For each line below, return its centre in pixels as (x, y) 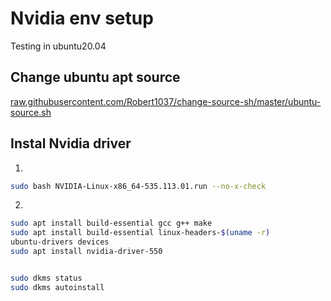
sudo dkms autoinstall (57, 287)
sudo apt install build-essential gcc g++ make (111, 223)
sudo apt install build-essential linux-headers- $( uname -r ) (140, 233)
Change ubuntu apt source (95, 77)
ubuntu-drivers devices (60, 242)
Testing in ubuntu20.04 (58, 46)
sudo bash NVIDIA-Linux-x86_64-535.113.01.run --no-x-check (138, 186)
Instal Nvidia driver (71, 143)
